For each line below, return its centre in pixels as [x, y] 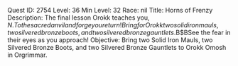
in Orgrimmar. [27, 55]
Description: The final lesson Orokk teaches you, [79, 18]
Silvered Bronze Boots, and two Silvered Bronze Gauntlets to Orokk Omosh [117, 47]
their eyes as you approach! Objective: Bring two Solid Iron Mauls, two [110, 40]
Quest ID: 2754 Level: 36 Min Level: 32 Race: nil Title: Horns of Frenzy [110, 10]
